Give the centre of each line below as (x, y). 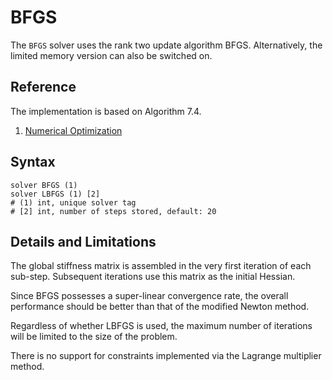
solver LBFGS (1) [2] (55, 194)
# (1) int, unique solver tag (73, 202)
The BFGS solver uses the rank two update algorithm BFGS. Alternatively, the (166, 45)
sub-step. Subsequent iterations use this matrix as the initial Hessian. (153, 277)
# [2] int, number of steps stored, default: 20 (113, 211)
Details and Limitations (83, 241)
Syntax (33, 162)
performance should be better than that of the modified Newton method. (160, 307)
